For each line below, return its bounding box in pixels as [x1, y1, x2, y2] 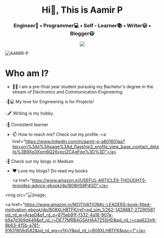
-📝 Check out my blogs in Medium [5, 159, 74, 165]
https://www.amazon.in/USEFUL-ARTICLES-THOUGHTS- [31, 177, 147, 183]
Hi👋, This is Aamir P [41, 4, 123, 16]
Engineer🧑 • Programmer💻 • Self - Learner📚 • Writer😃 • [13, 22, 151, 29]
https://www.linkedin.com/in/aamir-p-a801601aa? [25, 139, 125, 144]
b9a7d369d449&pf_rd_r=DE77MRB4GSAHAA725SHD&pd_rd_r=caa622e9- [5, 217, 157, 223]
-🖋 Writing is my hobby [5, 110, 53, 117]
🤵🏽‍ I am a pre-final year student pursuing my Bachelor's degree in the [12, 84, 153, 90]
